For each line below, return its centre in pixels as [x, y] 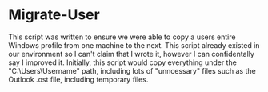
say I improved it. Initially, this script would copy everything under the [123, 62]
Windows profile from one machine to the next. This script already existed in [134, 45]
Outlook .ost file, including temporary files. [78, 79]
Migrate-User [54, 15]
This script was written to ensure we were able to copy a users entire [122, 37]
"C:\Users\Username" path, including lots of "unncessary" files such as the [132, 70]
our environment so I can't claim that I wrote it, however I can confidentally [131, 54]
